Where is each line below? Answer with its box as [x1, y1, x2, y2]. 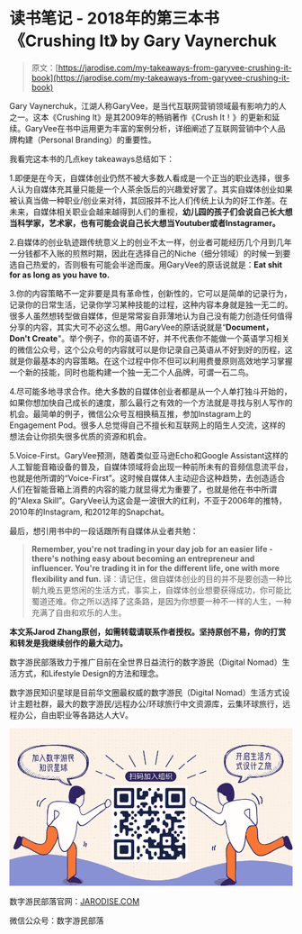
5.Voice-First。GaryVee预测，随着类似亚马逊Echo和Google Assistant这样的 [9, 449, 289, 460]
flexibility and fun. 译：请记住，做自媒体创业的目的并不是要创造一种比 [31, 573, 293, 584]
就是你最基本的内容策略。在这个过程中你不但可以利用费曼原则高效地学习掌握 [9, 355, 293, 366]
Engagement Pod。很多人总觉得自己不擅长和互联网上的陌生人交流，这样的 [9, 420, 286, 431]
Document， [226, 322, 274, 332]
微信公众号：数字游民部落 [9, 915, 104, 926]
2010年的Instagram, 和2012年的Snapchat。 [9, 506, 169, 517]
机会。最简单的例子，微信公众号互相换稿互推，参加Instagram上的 [9, 408, 252, 419]
